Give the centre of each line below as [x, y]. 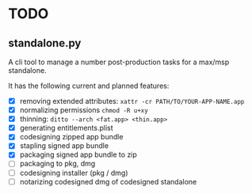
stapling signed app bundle [64, 146]
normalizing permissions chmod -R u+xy [84, 110]
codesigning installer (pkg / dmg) [74, 173]
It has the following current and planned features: [89, 86]
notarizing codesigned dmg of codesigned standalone [108, 181]
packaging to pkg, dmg [57, 164]
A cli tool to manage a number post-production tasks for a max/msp [119, 62]
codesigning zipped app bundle [71, 137]
